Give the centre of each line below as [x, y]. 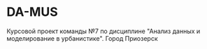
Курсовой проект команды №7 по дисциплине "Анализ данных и [103, 31]
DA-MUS [33, 12]
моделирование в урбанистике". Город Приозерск [82, 38]
